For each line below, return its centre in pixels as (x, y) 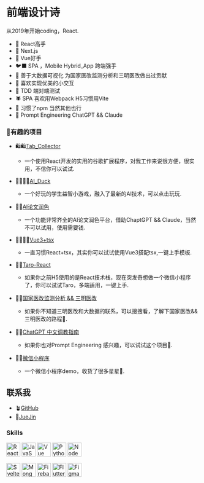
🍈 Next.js (27, 50)
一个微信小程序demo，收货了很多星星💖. (74, 371)
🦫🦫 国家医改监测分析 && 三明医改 (56, 298)
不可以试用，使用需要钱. (55, 227)
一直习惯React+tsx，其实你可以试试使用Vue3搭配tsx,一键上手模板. (108, 253)
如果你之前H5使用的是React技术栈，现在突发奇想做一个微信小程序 (108, 278)
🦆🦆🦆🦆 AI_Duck (33, 181)
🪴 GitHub (27, 408)
